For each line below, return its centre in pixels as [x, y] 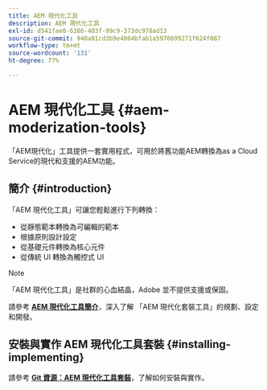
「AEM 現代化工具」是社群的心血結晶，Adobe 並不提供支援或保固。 [121, 289]
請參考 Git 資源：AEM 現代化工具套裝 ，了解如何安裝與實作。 [109, 378]
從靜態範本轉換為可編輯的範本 [69, 227]
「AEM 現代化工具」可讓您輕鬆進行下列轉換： [84, 209]
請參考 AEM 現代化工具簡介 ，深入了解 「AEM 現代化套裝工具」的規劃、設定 [133, 306]
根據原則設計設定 [48, 236]
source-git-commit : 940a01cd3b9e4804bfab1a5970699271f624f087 [115, 38]
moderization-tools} [78, 127]
